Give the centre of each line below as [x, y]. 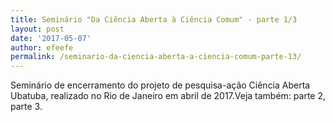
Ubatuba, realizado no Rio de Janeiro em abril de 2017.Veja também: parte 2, [168, 96]
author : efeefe [42, 47]
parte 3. [26, 107]
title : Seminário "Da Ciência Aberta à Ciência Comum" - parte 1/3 [154, 19]
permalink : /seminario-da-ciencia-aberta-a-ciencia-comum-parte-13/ [156, 57]
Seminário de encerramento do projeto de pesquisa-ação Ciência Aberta [160, 85]
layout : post [37, 29]
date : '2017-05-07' [51, 38]
